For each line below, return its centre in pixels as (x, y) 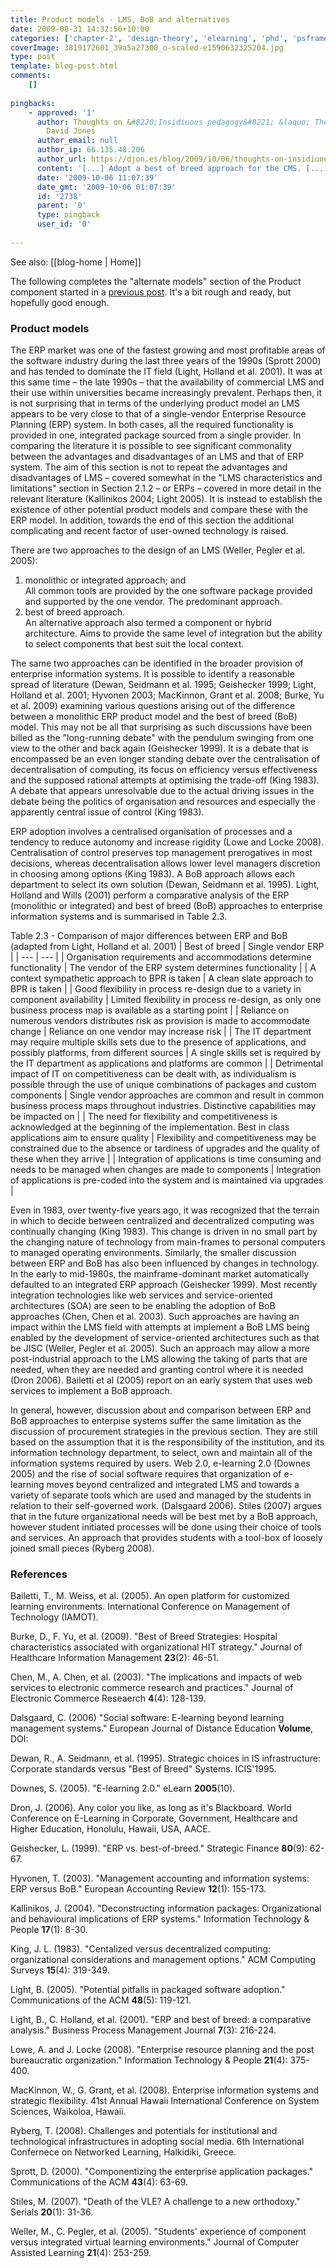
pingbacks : (33, 103)
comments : (31, 76)
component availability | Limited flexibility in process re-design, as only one (166, 1000)
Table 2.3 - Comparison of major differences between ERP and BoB (149, 936)
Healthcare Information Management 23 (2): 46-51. (114, 1658)
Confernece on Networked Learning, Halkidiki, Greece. (123, 2152)
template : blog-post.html (64, 66)
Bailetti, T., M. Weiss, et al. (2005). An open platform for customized (150, 1596)
